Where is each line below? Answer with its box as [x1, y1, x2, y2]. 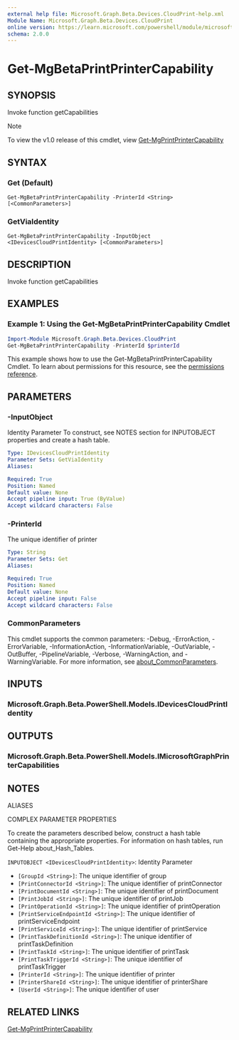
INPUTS [7, 678, 43, 690]
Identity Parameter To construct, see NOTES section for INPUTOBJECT [7, 428, 216, 437]
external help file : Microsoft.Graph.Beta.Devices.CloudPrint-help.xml [7, 10, 224, 18]
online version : [7, 24, 55, 31]
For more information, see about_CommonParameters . [59, 657, 218, 666]
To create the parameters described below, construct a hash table [7, 829, 201, 838]
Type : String [7, 549, 46, 556]
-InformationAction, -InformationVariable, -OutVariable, [49, 642, 211, 650]
